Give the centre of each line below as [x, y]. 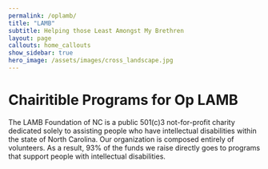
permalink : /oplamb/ [43, 16]
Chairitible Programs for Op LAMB [123, 100]
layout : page [30, 38]
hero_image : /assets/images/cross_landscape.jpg [91, 61]
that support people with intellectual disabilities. [87, 156]
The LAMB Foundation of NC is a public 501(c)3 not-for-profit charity [122, 122]
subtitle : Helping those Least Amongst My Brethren [96, 30]
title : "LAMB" [32, 23]
